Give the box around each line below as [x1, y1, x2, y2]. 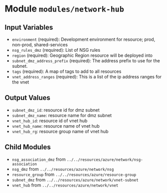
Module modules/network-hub [4, 3, 124, 15]
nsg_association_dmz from [11, 156, 66, 162]
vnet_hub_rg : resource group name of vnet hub [11, 128, 108, 134]
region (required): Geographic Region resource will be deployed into [11, 52, 153, 58]
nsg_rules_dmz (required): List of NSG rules [11, 47, 100, 53]
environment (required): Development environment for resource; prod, [11, 36, 155, 42]
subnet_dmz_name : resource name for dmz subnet [11, 112, 112, 118]
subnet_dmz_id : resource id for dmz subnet [11, 107, 100, 113]
